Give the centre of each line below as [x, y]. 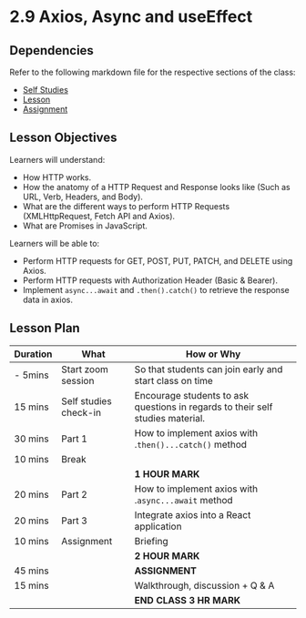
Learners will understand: [57, 159]
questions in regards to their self [204, 407]
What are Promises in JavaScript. [85, 226]
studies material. [170, 418]
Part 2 [75, 494]
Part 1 [75, 439]
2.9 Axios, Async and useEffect [131, 17]
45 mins [31, 571]
